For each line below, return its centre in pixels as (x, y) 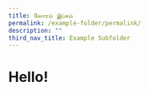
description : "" (35, 30)
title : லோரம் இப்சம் (41, 16)
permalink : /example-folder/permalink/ (75, 23)
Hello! (28, 77)
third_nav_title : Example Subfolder (69, 38)
